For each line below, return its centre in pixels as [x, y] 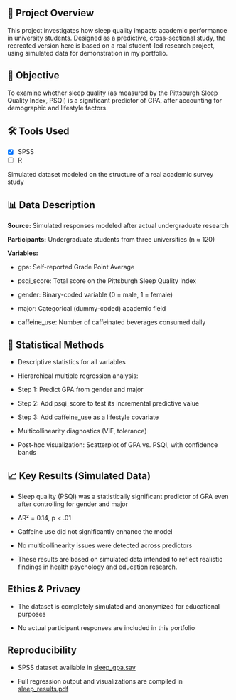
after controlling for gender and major [73, 504]
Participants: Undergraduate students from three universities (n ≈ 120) [111, 240]
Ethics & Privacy [44, 589]
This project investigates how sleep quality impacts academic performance [117, 30]
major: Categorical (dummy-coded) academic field [92, 309]
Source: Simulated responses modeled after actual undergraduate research [118, 226]
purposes [32, 614]
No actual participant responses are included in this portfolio [106, 627]
